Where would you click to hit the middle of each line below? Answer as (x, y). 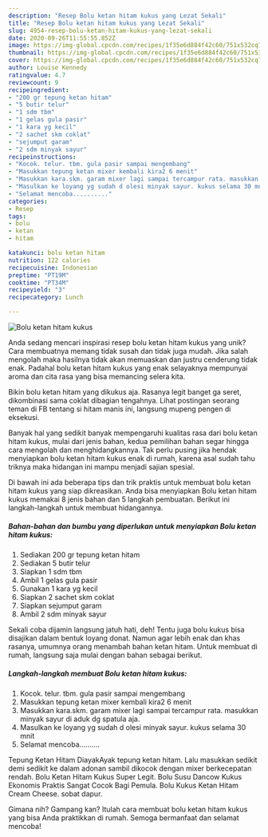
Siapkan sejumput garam (61, 605)
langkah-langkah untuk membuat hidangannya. (86, 508)
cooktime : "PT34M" (39, 283)
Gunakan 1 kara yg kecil (59, 589)
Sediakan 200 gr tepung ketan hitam (80, 554)
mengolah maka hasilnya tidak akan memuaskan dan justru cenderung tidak (133, 359)
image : (19, 46)
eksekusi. (24, 417)
